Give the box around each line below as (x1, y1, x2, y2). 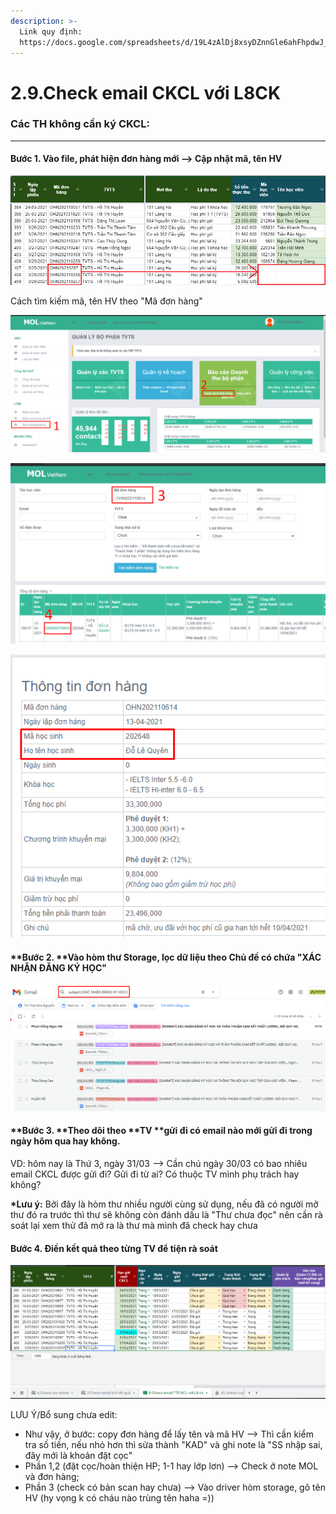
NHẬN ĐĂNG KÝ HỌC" (10, 961, 108, 974)
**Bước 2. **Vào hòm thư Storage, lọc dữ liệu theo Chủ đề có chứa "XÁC (10, 951, 322, 963)
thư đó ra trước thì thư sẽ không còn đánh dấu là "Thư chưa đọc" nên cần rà (10, 1208, 323, 1220)
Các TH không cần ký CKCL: (10, 117, 150, 131)
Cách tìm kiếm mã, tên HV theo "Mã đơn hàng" (10, 295, 203, 307)
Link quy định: (19, 26, 83, 37)
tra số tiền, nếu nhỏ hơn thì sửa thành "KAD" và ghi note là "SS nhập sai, (24, 1439, 323, 1451)
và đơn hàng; (24, 1471, 80, 1483)
